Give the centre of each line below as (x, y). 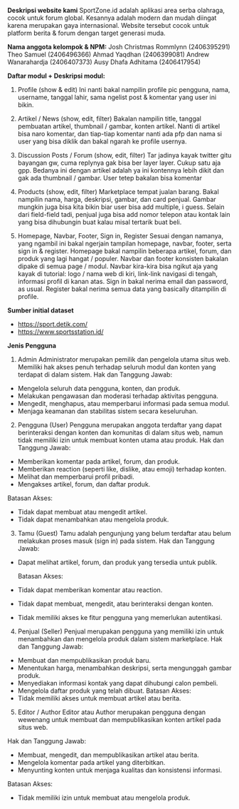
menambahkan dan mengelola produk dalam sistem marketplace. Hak (120, 639)
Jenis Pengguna (32, 346)
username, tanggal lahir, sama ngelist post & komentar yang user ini (117, 97)
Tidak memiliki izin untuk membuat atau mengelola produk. (104, 798)
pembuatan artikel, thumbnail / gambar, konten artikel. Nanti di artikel (119, 126)
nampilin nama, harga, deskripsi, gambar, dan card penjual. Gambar (117, 199)
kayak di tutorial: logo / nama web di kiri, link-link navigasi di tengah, (118, 274)
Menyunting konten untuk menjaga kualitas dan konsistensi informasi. (120, 770)
